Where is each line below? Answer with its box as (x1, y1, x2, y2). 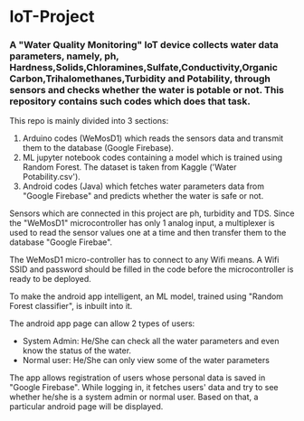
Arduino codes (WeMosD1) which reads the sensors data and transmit (22, 133, 284, 144)
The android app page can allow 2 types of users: (9, 318, 195, 329)
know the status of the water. (22, 345, 132, 356)
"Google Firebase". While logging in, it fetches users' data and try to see (9, 382, 279, 393)
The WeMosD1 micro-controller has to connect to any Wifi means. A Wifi (9, 255, 280, 266)
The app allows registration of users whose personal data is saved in (9, 372, 266, 383)
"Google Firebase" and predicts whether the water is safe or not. (22, 191, 264, 201)
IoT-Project (9, 6, 95, 27)
